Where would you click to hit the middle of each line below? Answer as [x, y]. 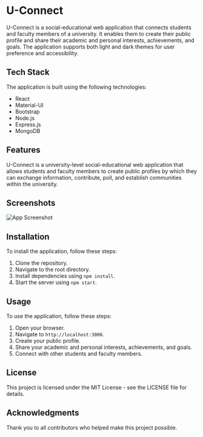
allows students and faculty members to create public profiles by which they [101, 171]
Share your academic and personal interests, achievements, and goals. [104, 347]
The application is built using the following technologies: [77, 87]
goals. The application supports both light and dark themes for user [91, 47]
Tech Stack [28, 73]
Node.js [25, 118]
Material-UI [29, 105]
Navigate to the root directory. [53, 269]
